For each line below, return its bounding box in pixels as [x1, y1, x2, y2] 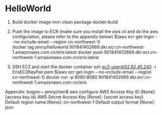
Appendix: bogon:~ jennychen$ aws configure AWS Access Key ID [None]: [5, 89, 156, 95]
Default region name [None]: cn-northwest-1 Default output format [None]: [5, 99, 155, 105]
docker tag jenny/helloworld [12, 44, 68, 50]
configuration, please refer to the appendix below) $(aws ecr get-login [12, 34, 154, 39]
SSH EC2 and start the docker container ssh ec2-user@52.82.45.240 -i [12, 64, 156, 70]
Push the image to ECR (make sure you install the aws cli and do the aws [12, 28, 159, 34]
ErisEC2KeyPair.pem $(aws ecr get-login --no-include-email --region [12, 69, 152, 75]
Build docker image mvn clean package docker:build [12, 19, 118, 25]
